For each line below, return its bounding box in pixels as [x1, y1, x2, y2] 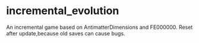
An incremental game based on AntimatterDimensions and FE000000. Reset [6, 24, 193, 31]
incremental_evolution [6, 4, 119, 18]
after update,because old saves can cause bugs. [6, 29, 126, 37]
